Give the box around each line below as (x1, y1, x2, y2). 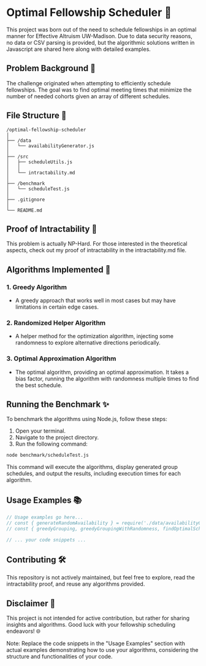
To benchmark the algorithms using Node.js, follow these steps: (6, 416, 167, 423)
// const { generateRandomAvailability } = (6, 520, 120, 527)
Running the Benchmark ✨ (6, 399, 109, 410)
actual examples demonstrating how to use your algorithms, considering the (6, 646, 199, 654)
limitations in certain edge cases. (15, 303, 99, 311)
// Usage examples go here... (6, 514, 84, 521)
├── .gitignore (6, 196, 45, 203)
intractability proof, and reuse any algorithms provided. (6, 580, 145, 588)
